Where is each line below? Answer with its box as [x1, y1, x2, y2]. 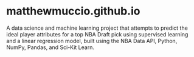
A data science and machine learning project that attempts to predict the [6, 24, 189, 32]
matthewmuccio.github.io [6, 4, 140, 18]
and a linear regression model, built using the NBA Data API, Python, [6, 37, 178, 44]
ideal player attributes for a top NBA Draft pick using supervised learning [6, 30, 189, 38]
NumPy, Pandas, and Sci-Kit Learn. [6, 44, 94, 51]
